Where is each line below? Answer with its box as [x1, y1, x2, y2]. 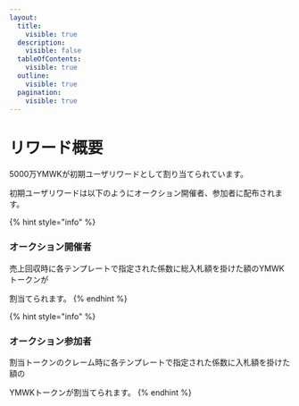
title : [17, 21, 42, 30]
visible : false [25, 47, 82, 55]
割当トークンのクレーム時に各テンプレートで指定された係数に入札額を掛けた [9, 357, 291, 368]
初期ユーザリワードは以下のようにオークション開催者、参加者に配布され [9, 188, 275, 199]
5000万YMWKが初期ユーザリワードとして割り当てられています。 [9, 169, 248, 180]
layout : [9, 13, 38, 22]
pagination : [17, 88, 62, 97]
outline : [17, 72, 50, 80]
